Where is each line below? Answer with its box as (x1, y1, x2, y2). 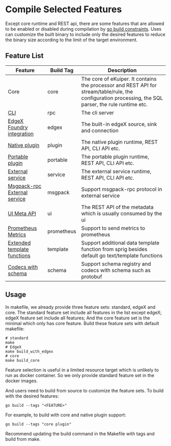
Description (107, 66, 137, 73)
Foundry (8, 123, 28, 131)
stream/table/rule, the (81, 88, 133, 95)
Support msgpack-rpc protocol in (81, 185, 162, 192)
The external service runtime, (81, 167, 152, 175)
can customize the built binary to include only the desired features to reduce (5, 31, 165, 37)
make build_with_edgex (5, 349, 53, 354)
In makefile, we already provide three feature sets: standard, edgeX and (5, 304, 156, 310)
